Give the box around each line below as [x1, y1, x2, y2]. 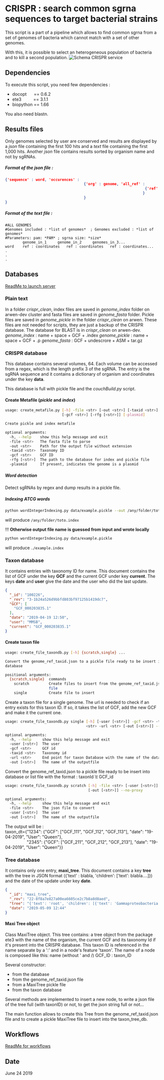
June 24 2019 [5, 1070, 33, 1076]
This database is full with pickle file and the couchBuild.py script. [5, 386, 136, 392]
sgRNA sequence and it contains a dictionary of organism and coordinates [5, 371, 155, 377]
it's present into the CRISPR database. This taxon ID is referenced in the [5, 942, 149, 948]
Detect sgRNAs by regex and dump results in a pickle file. [5, 485, 121, 490]
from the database [12, 971, 50, 977]
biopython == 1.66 [12, 101, 49, 107]
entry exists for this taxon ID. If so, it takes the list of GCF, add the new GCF [5, 704, 157, 710]
